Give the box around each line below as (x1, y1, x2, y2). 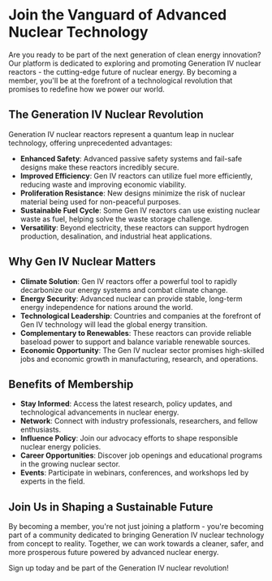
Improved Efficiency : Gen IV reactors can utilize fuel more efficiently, (19, 170, 253, 180)
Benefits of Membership (8, 377, 134, 391)
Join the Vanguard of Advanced (8, 6, 227, 24)
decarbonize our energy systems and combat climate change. (19, 285, 229, 295)
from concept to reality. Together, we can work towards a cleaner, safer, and (8, 539, 264, 549)
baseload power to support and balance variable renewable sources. (19, 337, 251, 346)
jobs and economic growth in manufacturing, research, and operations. (19, 354, 258, 364)
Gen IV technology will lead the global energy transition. (19, 319, 209, 329)
